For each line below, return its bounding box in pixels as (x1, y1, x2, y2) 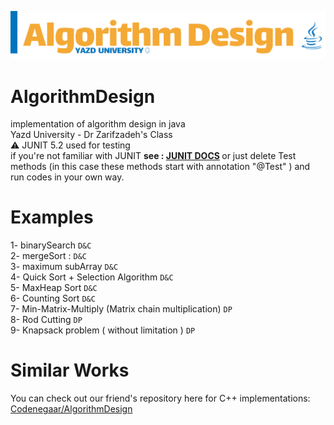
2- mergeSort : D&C (10, 250, 87, 262)
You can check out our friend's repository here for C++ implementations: (10, 392, 311, 405)
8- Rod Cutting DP (10, 314, 83, 326)
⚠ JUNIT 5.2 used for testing (10, 139, 131, 151)
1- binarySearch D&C (10, 239, 92, 251)
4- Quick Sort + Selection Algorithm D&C (10, 271, 174, 283)
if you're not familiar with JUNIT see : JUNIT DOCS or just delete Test (10, 150, 297, 162)
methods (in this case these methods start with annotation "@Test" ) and (10, 161, 311, 173)
